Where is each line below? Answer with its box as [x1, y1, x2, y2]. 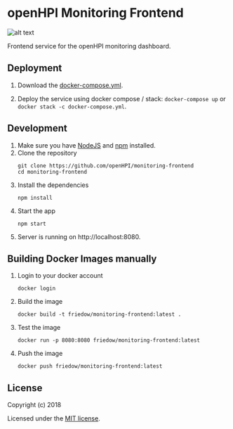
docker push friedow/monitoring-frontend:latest [17, 363, 163, 370]
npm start [17, 220, 47, 227]
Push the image [17, 350, 63, 358]
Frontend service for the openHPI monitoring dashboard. [7, 41, 171, 50]
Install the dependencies [17, 181, 89, 189]
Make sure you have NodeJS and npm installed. [17, 141, 156, 149]
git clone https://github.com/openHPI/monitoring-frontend [17, 162, 194, 169]
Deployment [7, 62, 62, 75]
